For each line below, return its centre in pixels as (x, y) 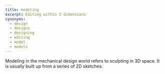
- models (19, 47)
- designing (22, 33)
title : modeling (22, 10)
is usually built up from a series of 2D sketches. (54, 66)
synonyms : (15, 19)
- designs (20, 28)
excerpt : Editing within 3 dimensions (45, 14)
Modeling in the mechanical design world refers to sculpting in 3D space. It (82, 61)
